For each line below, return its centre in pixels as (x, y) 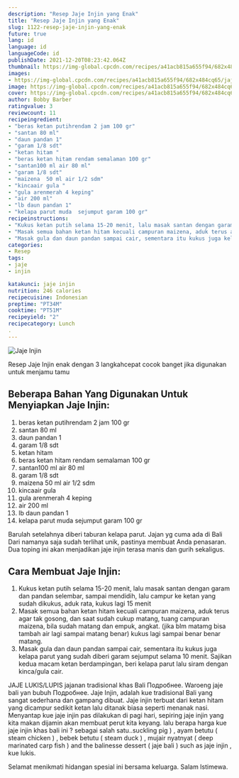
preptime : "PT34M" (35, 304)
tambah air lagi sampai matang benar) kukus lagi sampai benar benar (119, 634)
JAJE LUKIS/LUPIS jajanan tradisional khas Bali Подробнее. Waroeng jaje (116, 685)
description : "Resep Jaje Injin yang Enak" (73, 14)
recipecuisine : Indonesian (48, 297)
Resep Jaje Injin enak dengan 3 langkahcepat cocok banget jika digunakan (117, 364)
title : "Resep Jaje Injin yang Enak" (64, 21)
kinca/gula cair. (41, 672)
